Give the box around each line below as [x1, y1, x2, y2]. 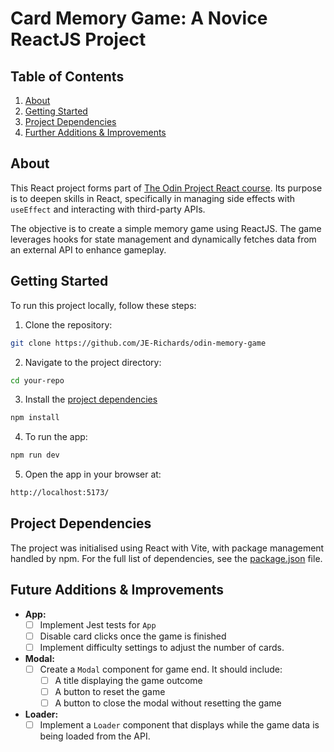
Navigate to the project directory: [24, 356, 162, 368]
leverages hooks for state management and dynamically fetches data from [10, 233, 317, 245]
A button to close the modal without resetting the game [54, 697, 282, 709]
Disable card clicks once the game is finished [39, 630, 227, 642]
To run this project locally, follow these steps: [10, 299, 197, 311]
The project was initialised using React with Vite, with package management [10, 542, 325, 554]
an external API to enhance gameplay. [10, 243, 167, 256]
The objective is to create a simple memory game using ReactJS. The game [10, 222, 322, 234]
